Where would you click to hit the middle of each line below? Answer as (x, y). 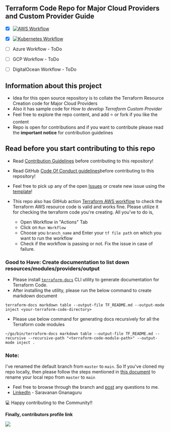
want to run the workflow (46, 238)
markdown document (35, 296)
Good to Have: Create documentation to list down (67, 262)
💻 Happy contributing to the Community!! (49, 403)
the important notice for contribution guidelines (63, 132)
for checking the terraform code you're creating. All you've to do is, (83, 212)
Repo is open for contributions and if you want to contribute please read (88, 127)
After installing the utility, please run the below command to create (82, 291)
